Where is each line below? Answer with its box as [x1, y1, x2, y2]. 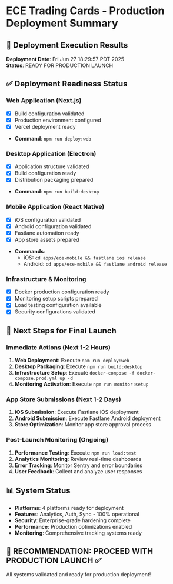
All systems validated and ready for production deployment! [6, 571, 151, 578]
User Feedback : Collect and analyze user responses [14, 468, 142, 475]
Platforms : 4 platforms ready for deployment [14, 504, 124, 511]
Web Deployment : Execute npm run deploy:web [14, 357, 129, 364]
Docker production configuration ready [14, 288, 109, 295]
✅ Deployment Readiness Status [6, 79, 128, 89]
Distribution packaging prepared [14, 176, 94, 183]
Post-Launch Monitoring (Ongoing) [6, 436, 109, 444]
